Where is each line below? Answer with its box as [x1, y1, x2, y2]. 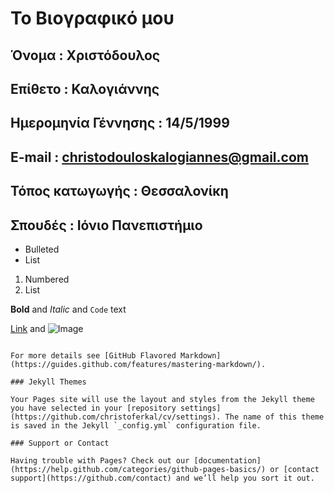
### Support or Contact [10, 438, 110, 448]
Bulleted [24, 243, 60, 255]
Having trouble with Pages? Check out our [10, 455, 190, 466]
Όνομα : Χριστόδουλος [10, 47, 161, 64]
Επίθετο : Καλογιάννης [10, 80, 160, 97]
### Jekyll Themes [10, 377, 87, 387]
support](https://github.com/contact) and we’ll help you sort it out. [10, 473, 315, 483]
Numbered [24, 273, 70, 285]
